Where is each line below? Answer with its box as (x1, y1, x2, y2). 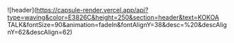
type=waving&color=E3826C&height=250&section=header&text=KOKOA (7, 13, 220, 21)
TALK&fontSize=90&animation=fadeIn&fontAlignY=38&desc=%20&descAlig (7, 21, 228, 28)
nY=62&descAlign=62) (7, 28, 73, 36)
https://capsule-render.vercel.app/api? (36, 6, 149, 14)
